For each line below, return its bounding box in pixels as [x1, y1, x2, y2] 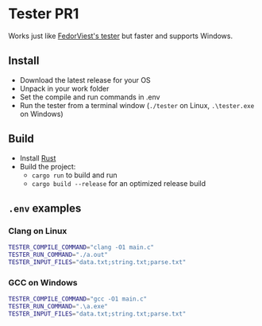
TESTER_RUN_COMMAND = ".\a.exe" [8, 303, 109, 311]
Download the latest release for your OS [19, 75, 151, 84]
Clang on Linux [8, 225, 67, 236]
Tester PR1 [8, 5, 79, 23]
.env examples [8, 201, 82, 215]
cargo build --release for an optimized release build [31, 178, 206, 188]
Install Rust [19, 153, 56, 163]
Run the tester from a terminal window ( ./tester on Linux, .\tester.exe [19, 100, 255, 110]
